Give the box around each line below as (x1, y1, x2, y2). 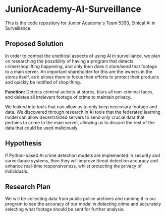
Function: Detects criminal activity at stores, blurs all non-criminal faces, (5, 88, 154, 95)
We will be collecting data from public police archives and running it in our (5, 196, 157, 202)
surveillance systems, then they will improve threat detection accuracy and (5, 157, 158, 163)
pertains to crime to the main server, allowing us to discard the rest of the (5, 119, 155, 125)
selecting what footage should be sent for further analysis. (5, 206, 125, 212)
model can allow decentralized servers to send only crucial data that (5, 114, 145, 120)
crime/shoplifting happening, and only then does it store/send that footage (5, 63, 158, 69)
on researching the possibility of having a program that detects (5, 58, 134, 64)
